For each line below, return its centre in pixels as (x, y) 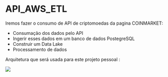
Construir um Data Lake (38, 44)
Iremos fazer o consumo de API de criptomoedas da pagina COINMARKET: (84, 23)
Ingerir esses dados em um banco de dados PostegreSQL (73, 38)
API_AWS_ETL (36, 9)
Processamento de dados (40, 49)
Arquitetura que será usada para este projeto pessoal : (63, 59)
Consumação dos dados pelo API (48, 33)
